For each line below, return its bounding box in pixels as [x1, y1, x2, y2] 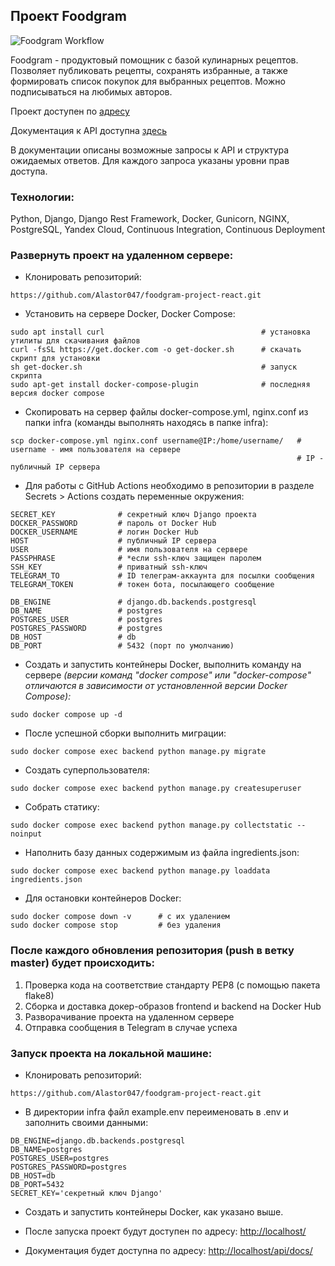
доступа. [10, 165, 48, 177]
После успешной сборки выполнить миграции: [24, 727, 227, 739]
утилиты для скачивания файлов [10, 336, 141, 346]
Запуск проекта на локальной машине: [10, 1046, 213, 1060]
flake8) [24, 989, 55, 1001]
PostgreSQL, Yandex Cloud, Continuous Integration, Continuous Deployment [10, 224, 326, 236]
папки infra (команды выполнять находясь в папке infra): [24, 417, 269, 429]
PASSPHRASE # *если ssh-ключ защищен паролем [10, 554, 262, 564]
